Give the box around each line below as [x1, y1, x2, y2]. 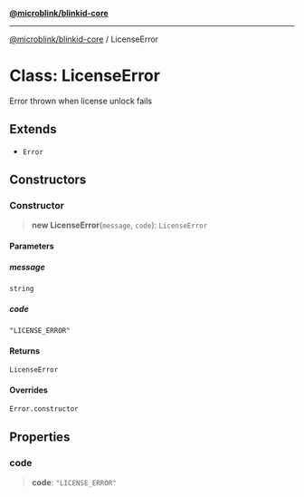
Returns [9, 345, 41, 356]
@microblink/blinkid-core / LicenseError [9, 34, 159, 44]
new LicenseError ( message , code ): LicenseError [31, 219, 208, 230]
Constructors [9, 172, 87, 188]
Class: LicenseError [9, 65, 161, 86]
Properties [9, 429, 71, 444]
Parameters [9, 240, 54, 252]
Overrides [9, 385, 48, 395]
